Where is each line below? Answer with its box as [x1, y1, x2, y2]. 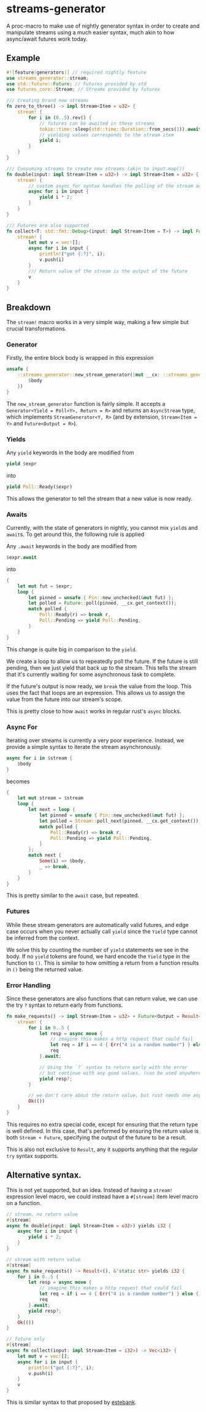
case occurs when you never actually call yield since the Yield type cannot [6, 928, 198, 935]
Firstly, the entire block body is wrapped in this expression [6, 354, 154, 362]
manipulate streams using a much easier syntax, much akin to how [6, 28, 175, 36]
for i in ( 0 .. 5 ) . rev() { [28, 114, 92, 121]
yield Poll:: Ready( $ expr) [6, 484, 72, 490]
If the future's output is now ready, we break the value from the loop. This [6, 682, 192, 689]
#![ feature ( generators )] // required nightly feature [6, 69, 147, 76]
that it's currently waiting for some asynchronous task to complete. [6, 670, 176, 678]
